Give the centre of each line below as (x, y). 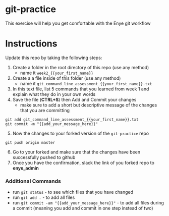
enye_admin (26, 168)
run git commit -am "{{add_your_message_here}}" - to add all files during (88, 203)
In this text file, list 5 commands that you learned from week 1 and (81, 89)
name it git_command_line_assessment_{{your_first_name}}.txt (86, 83)
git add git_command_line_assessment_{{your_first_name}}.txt (72, 120)
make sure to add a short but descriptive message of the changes (89, 105)
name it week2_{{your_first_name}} (57, 73)
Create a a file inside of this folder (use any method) (67, 78)
